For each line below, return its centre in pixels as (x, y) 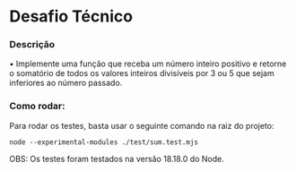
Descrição (32, 45)
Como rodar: (37, 107)
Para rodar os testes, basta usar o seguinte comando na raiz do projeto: (142, 125)
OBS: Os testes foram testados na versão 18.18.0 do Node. (117, 158)
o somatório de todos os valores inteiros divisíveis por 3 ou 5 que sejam (142, 73)
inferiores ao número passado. (66, 83)
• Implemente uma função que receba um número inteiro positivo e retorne (148, 64)
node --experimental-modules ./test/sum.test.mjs (104, 142)
